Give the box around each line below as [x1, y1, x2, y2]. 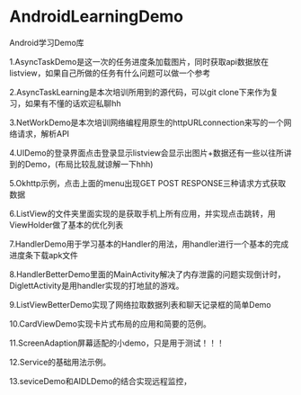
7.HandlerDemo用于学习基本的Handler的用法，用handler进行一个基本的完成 [9, 238, 289, 249]
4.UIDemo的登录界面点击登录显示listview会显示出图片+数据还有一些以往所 [9, 147, 285, 158]
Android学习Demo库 [9, 37, 84, 48]
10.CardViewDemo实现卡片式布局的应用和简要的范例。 [9, 318, 211, 329]
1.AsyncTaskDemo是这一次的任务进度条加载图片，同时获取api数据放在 [9, 56, 270, 67]
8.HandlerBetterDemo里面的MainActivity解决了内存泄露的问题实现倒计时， [9, 268, 286, 280]
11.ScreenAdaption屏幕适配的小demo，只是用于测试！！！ [9, 337, 225, 348]
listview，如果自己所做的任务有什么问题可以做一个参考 [9, 67, 211, 78]
